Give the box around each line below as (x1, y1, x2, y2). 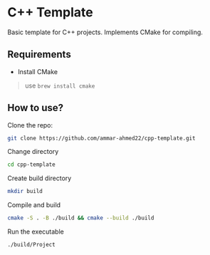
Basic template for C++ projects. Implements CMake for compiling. (7, 28, 203, 36)
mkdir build (7, 188, 43, 195)
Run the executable (7, 227, 64, 236)
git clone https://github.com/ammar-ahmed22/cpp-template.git (7, 135, 196, 142)
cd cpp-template (7, 161, 56, 168)
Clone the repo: (7, 120, 53, 129)
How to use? (7, 102, 64, 114)
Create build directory (7, 174, 72, 182)
